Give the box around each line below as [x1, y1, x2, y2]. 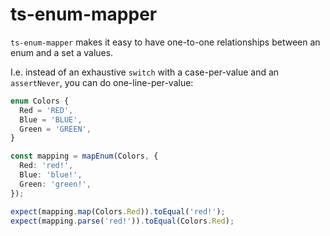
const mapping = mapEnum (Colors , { [10, 151, 159, 162]
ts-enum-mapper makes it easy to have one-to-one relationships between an [10, 36, 321, 48]
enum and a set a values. [10, 46, 114, 58]
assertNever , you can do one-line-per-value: [10, 76, 194, 88]
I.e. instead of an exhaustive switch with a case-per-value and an [10, 66, 280, 78]
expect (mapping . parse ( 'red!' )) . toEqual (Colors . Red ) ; [10, 216, 235, 226]
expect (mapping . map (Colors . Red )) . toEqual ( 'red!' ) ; [10, 206, 226, 217]
